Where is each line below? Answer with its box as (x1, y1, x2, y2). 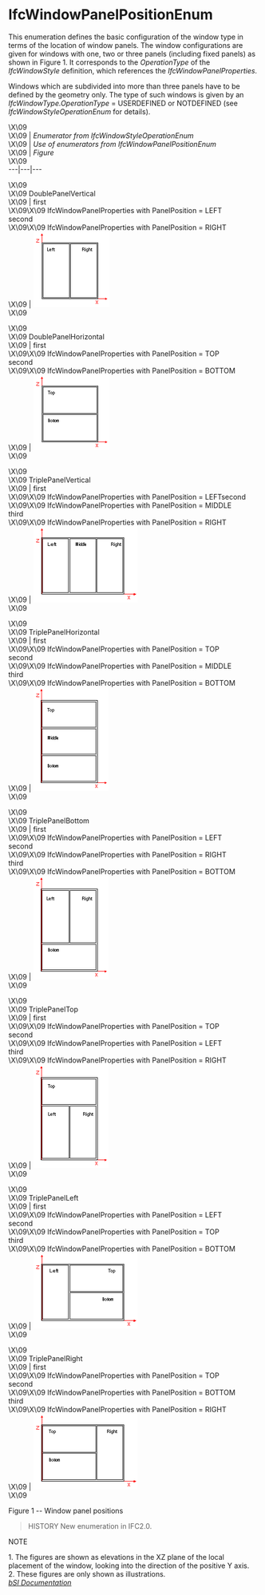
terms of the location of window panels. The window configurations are (8, 40, 243, 49)
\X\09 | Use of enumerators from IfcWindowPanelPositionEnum (8, 139, 217, 148)
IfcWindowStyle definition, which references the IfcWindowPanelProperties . (8, 65, 258, 75)
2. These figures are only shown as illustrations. (8, 1569, 166, 1578)
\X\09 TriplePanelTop (8, 1004, 78, 1014)
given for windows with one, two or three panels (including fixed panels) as (8, 49, 256, 58)
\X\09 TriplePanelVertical (8, 475, 91, 485)
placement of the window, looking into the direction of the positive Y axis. (8, 1561, 250, 1570)
